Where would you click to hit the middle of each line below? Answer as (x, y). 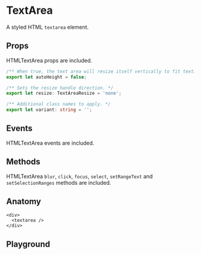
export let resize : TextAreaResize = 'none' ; (64, 94)
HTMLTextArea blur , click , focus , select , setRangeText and (80, 176)
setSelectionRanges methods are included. (59, 182)
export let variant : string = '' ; (49, 110)
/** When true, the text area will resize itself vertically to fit (93, 71)
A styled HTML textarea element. (48, 27)
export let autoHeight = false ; (46, 77)
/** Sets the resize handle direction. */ (60, 88)
